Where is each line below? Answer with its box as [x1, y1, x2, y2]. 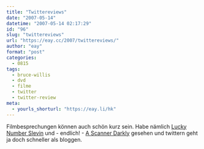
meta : [6, 100, 20, 106]
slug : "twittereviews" [6, 32, 64, 38]
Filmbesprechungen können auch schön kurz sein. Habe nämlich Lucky [6, 123, 187, 130]
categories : [6, 55, 37, 61]
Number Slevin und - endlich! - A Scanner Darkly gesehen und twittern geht [6, 129, 198, 137]
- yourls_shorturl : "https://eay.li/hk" [12, 105, 116, 112]
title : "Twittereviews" [6, 9, 67, 15]
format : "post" [6, 49, 45, 55]
